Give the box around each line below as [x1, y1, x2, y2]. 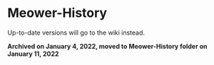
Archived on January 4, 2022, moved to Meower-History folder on [7, 42, 208, 50]
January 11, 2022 [7, 49, 59, 58]
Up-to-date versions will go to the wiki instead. [7, 28, 145, 37]
